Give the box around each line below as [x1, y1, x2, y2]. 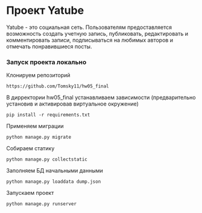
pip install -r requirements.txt [6, 112, 90, 118]
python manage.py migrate [6, 134, 71, 141]
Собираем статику [6, 145, 55, 152]
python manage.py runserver [6, 201, 77, 207]
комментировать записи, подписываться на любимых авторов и [6, 36, 174, 43]
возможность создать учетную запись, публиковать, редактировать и [6, 30, 189, 37]
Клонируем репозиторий [6, 72, 71, 79]
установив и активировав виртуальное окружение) [6, 100, 139, 107]
